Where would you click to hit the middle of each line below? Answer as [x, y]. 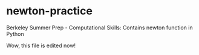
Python [15, 33]
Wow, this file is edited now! [41, 45]
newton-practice [49, 11]
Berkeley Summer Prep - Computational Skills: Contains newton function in [99, 27]
